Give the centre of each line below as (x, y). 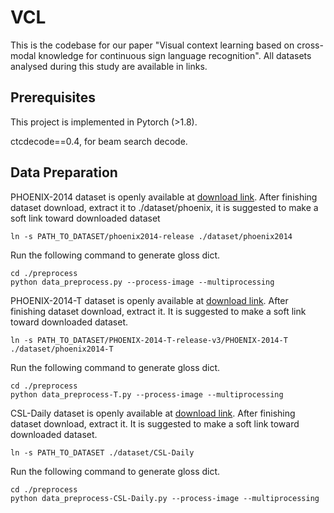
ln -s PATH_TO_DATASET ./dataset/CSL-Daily (102, 452)
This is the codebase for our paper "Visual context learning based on (152, 45)
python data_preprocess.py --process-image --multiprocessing (142, 282)
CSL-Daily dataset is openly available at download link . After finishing (153, 413)
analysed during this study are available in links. (109, 66)
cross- (310, 45)
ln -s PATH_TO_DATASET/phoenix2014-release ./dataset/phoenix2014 (151, 236)
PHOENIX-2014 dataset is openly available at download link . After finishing (164, 197)
